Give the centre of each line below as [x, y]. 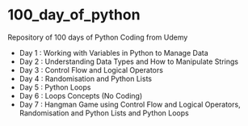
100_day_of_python [74, 15]
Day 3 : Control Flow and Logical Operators [91, 69]
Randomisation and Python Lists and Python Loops [104, 113]
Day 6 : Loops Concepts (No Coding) [81, 95]
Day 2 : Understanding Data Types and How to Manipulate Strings [129, 61]
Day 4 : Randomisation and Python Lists [86, 78]
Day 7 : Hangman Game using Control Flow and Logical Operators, [130, 104]
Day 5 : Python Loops [55, 87]
